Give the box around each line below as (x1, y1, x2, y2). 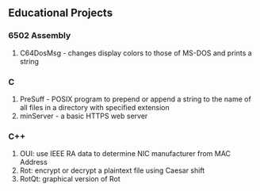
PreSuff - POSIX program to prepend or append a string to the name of (19, 94, 251, 104)
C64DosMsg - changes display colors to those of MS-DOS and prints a (19, 48, 252, 58)
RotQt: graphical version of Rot (19, 174, 120, 184)
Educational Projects (8, 6, 113, 20)
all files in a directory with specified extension (19, 102, 170, 112)
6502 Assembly (8, 30, 71, 41)
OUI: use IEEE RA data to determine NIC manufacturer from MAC (19, 149, 231, 159)
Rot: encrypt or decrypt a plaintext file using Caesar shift (19, 166, 205, 175)
